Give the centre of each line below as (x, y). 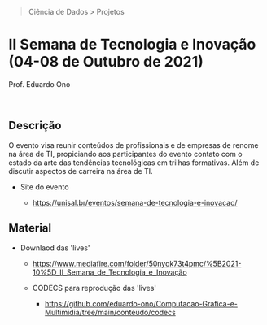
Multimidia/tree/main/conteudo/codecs (110, 312)
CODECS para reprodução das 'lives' (94, 288)
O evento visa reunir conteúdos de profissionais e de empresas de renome (133, 145)
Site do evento (44, 187)
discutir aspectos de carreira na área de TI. (81, 171)
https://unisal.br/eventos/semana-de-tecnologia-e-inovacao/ (135, 202)
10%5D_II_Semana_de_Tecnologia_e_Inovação (109, 272)
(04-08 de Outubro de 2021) (106, 62)
